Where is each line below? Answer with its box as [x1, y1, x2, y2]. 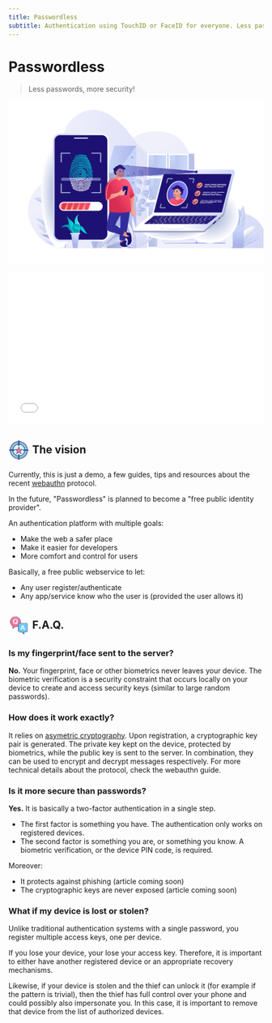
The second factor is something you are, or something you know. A [19, 836, 244, 846]
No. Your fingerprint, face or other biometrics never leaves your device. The [8, 666, 262, 676]
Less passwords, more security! [28, 84, 135, 94]
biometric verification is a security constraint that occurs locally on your [8, 674, 249, 684]
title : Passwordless [8, 13, 79, 21]
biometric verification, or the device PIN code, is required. [19, 845, 214, 854]
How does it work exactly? [8, 712, 115, 723]
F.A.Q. [32, 618, 65, 631]
